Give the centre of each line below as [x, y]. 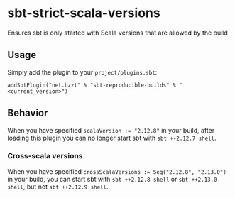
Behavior [28, 113]
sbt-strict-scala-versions [84, 13]
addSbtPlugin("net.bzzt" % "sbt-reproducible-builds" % [92, 85]
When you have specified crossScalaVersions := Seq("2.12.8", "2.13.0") [117, 171]
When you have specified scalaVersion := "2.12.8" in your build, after [111, 130]
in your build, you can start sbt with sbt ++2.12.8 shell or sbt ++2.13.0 [113, 179]
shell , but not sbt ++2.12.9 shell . [58, 187]
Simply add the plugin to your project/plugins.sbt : [82, 72]
